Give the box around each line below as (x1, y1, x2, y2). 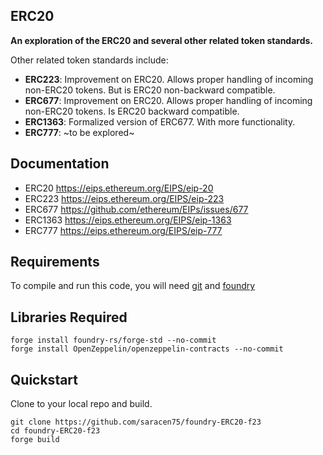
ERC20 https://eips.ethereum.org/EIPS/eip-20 (24, 182, 214, 194)
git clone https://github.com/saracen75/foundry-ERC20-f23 (10, 417, 262, 428)
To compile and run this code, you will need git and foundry (10, 280, 256, 292)
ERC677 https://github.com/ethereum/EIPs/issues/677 (24, 203, 249, 215)
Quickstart (10, 371, 79, 388)
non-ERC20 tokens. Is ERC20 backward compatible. (24, 105, 240, 117)
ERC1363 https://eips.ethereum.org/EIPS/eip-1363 (24, 214, 232, 226)
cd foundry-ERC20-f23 (10, 426, 101, 436)
